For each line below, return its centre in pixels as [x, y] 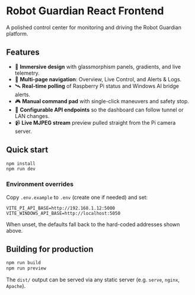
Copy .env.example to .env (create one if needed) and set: [77, 197]
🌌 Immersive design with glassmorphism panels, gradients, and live [98, 66]
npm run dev [21, 169]
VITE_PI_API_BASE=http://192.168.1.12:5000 [61, 208]
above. [15, 230]
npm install [21, 164]
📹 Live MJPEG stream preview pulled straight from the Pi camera [95, 122]
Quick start [27, 150]
